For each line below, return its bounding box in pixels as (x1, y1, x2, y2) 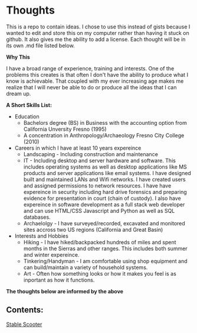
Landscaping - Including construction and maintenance (23, 150, 158, 157)
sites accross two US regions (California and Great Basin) (23, 226, 163, 233)
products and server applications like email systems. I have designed (23, 169, 192, 176)
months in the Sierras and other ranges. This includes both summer (23, 245, 188, 252)
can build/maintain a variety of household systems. (23, 264, 148, 271)
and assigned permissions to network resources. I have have (23, 182, 172, 189)
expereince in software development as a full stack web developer (23, 201, 185, 208)
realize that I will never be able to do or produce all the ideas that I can (6, 83, 177, 90)
